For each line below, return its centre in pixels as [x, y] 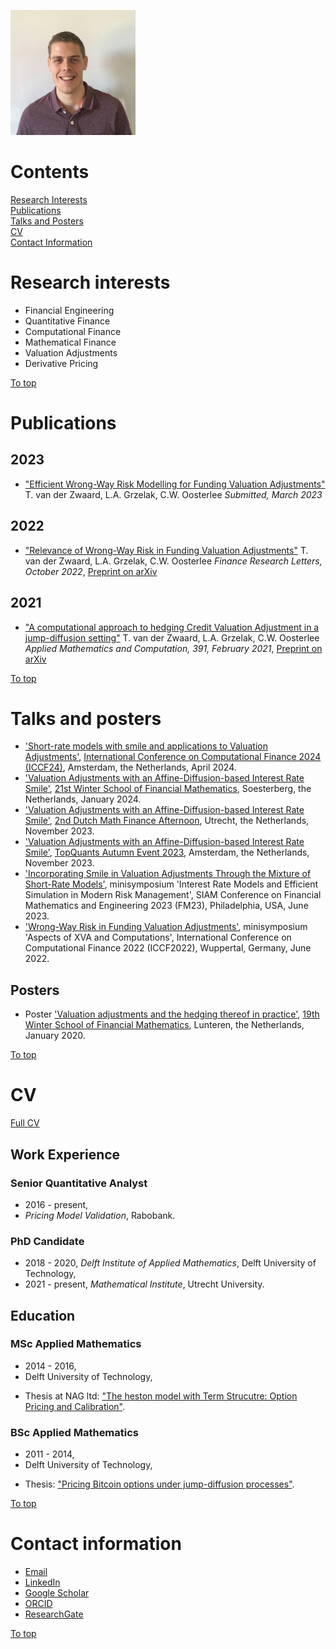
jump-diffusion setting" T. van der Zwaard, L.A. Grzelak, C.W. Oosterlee [172, 637]
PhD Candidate [47, 1241]
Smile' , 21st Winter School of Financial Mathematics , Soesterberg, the [168, 789]
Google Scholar [57, 1593]
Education [43, 1315]
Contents [50, 172]
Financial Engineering [69, 310]
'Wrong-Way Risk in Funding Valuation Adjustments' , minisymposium [166, 927]
